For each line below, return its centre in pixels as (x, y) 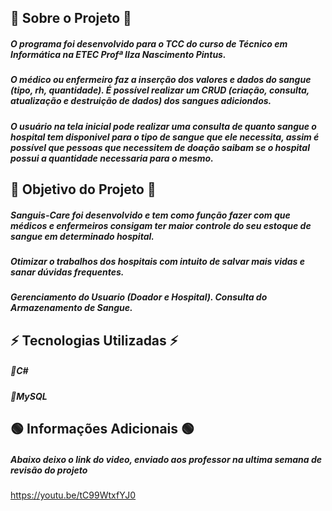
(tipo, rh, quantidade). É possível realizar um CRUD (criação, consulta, (160, 90)
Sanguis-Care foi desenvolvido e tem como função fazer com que (150, 215)
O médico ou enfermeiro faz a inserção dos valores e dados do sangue (161, 80)
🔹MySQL (29, 396)
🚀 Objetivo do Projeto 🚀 (83, 189)
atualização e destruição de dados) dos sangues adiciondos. (141, 101)
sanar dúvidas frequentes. (67, 272)
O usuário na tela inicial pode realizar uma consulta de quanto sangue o (163, 126)
